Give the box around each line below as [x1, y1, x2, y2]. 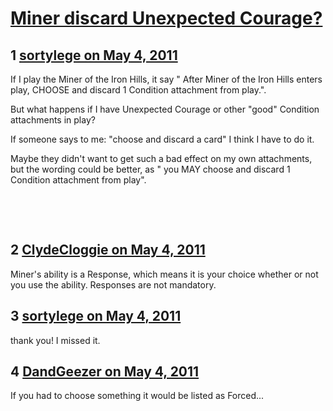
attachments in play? [10, 114, 96, 126]
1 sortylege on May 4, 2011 [10, 47, 178, 64]
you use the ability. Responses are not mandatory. [10, 278, 217, 291]
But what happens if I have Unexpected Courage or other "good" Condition [10, 103, 320, 115]
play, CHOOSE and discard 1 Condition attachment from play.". [10, 84, 267, 96]
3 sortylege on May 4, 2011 [10, 308, 182, 325]
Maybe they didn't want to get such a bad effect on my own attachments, [10, 153, 313, 164]
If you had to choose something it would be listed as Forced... [10, 390, 265, 402]
